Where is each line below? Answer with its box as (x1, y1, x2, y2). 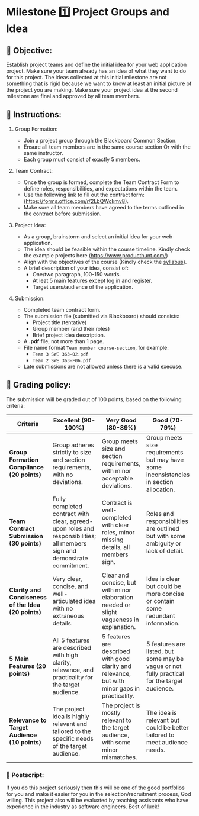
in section (146, 478, 174, 486)
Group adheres (52, 441, 95, 449)
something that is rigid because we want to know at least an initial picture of (6, 80, 192, 87)
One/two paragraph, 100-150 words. (32, 270, 121, 278)
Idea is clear (146, 575, 181, 583)
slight (101, 608, 117, 616)
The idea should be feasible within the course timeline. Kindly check (23, 246, 191, 253)
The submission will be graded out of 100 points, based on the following (6, 395, 182, 403)
